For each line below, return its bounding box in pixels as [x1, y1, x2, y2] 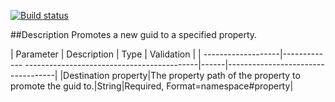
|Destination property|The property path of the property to [59, 70, 301, 81]
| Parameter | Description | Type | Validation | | [10, 48, 202, 60]
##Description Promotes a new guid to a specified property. [10, 29, 258, 40]
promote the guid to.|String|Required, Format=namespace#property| [10, 80, 294, 92]
